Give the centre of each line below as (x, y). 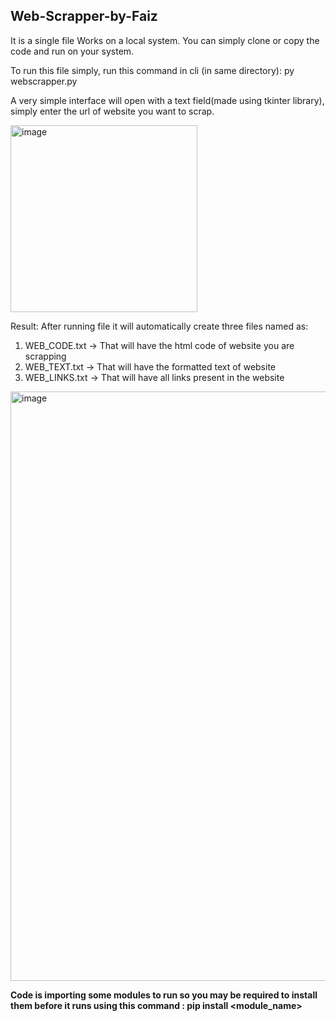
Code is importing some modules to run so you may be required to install (164, 995)
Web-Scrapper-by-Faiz (84, 16)
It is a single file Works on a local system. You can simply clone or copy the (165, 40)
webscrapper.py (44, 81)
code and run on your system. (72, 51)
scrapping (45, 356)
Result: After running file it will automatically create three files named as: (159, 326)
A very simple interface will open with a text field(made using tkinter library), (167, 100)
